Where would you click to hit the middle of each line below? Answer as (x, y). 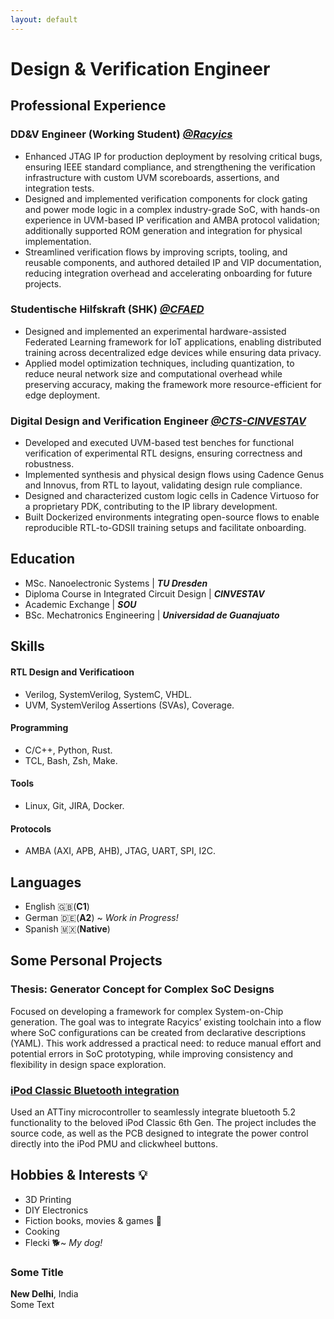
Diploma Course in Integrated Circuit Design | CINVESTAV (144, 593)
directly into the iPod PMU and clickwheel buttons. (114, 1143)
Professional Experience (88, 106)
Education (43, 559)
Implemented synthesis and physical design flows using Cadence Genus (174, 475)
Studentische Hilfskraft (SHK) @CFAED (107, 309)
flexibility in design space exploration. (88, 1064)
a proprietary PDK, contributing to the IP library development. (151, 507)
